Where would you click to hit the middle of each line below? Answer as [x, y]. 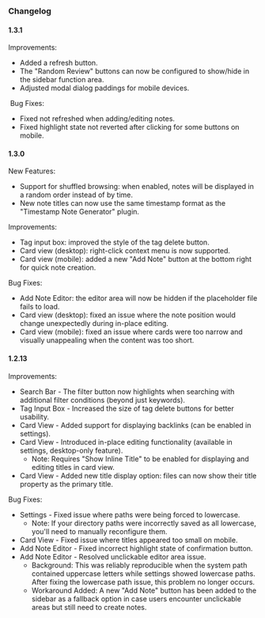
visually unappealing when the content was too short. [107, 340]
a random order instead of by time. [76, 195]
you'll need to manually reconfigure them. [99, 531]
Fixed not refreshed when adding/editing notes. [97, 119]
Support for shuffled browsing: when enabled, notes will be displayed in [137, 187]
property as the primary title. [66, 483]
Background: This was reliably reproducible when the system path [139, 565]
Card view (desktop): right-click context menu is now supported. [125, 251]
